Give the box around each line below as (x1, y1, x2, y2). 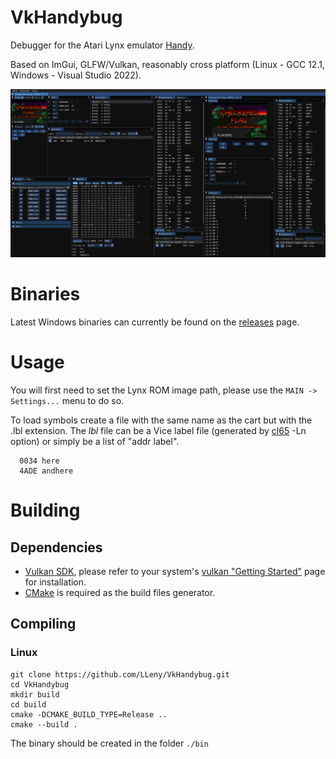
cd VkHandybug (10, 679, 70, 690)
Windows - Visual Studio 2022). (10, 69, 142, 81)
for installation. (24, 576, 87, 588)
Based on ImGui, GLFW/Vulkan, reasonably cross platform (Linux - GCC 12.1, (10, 58, 325, 70)
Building (10, 499, 81, 522)
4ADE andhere (19, 466, 74, 476)
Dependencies (10, 539, 103, 556)
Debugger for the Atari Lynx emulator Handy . (10, 39, 195, 51)
